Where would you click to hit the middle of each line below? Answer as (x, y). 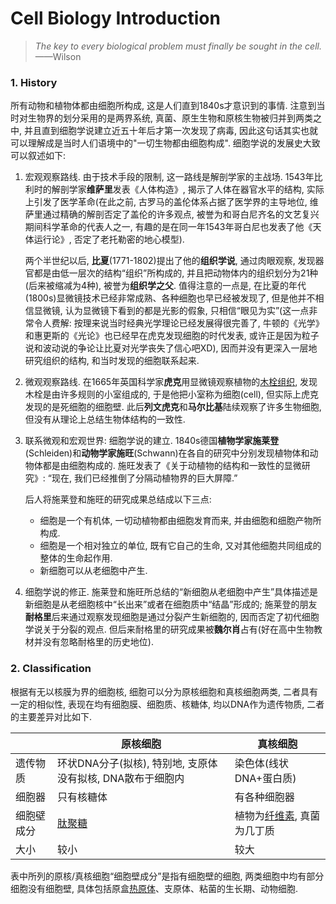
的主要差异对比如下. (51, 716)
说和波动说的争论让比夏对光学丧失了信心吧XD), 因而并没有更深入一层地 (171, 348)
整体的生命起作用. (76, 558)
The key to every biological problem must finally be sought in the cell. (178, 46)
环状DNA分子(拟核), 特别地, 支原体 (137, 763)
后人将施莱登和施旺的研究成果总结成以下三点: (118, 499)
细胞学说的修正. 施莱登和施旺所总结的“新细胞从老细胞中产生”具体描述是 (171, 592)
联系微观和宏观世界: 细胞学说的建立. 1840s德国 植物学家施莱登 (152, 441)
